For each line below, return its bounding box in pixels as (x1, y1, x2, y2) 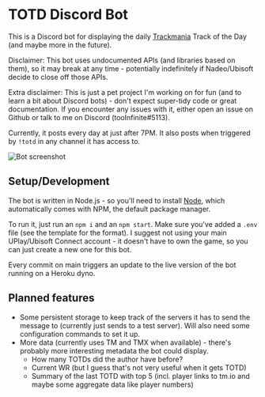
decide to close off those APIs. (8, 72, 108, 81)
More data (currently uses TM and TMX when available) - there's (19, 338, 232, 347)
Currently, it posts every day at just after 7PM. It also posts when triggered (8, 128, 251, 138)
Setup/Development (8, 175, 110, 188)
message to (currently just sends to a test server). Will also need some (19, 320, 251, 330)
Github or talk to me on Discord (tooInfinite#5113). (8, 112, 170, 122)
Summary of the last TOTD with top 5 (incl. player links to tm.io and (31, 371, 251, 380)
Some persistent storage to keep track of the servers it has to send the (19, 312, 251, 322)
